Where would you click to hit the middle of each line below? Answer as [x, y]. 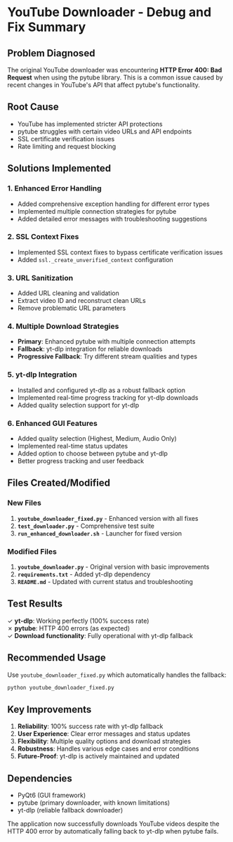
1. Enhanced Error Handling [54, 188]
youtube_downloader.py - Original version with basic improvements [113, 566]
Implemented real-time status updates [73, 446]
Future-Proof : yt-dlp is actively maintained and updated [99, 756]
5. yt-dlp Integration [42, 375]
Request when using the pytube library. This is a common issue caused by [115, 77]
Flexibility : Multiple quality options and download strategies [104, 741]
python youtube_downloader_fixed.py [61, 687]
